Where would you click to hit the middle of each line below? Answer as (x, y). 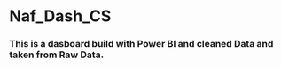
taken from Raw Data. (57, 55)
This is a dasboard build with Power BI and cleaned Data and (141, 44)
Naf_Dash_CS (60, 16)
